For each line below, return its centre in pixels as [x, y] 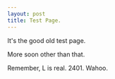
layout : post [26, 14]
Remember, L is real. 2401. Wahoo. [57, 68]
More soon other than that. [46, 54]
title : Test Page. [34, 20]
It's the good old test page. [47, 40]
